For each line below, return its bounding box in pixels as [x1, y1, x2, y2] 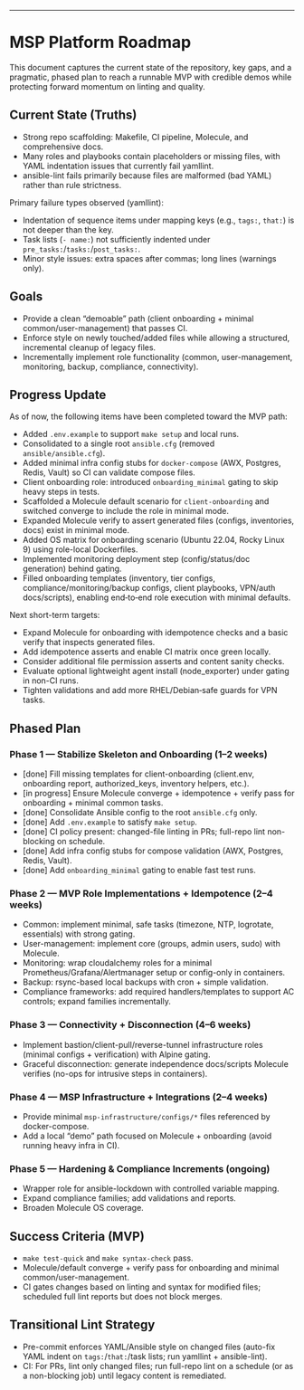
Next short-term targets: [9, 610, 100, 621]
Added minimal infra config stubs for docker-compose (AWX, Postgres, [22, 458, 282, 469]
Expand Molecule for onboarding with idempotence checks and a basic [22, 627, 289, 638]
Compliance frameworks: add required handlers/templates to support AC [22, 986, 295, 997]
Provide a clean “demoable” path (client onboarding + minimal [22, 313, 254, 324]
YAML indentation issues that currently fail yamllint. [22, 160, 214, 171]
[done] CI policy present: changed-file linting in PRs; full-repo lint [22, 826, 265, 837]
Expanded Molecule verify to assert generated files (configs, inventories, [22, 515, 295, 526]
